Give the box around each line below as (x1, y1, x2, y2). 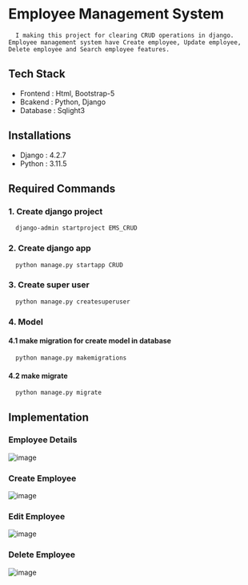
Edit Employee (8, 511, 66, 522)
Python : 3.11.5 (19, 158, 67, 169)
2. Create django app (8, 242, 92, 254)
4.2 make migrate (8, 371, 68, 380)
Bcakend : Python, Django (19, 97, 106, 107)
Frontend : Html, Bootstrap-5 (19, 88, 115, 98)
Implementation (8, 410, 90, 424)
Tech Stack (8, 67, 66, 81)
